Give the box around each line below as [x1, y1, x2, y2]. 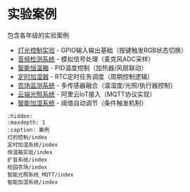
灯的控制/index [7, 134, 48, 141]
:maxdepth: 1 [7, 119, 46, 126]
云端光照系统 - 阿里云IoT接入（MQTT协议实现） [17, 89, 156, 98]
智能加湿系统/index [7, 179, 58, 186]
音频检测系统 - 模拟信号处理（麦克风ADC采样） [17, 54, 155, 63]
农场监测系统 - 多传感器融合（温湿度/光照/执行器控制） [17, 81, 177, 89]
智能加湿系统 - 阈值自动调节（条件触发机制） [17, 98, 148, 107]
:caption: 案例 [7, 126, 50, 134]
